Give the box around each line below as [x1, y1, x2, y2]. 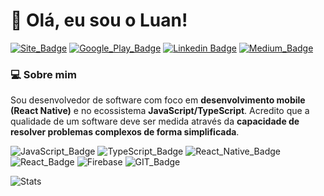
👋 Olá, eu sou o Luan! [10, 9, 188, 32]
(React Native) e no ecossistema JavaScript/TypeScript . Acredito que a [10, 105, 310, 117]
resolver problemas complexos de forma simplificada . [10, 126, 240, 138]
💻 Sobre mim [10, 67, 77, 81]
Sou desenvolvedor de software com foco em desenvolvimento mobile [10, 94, 306, 106]
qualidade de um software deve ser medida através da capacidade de [10, 115, 300, 128]
